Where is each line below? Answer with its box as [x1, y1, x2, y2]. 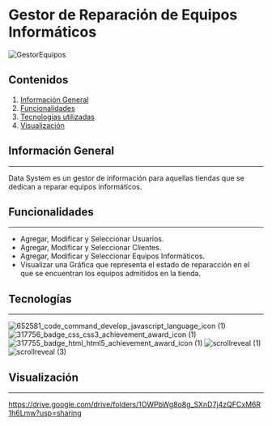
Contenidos [8, 73, 69, 87]
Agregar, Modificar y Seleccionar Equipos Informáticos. [19, 251, 206, 261]
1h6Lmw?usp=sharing [8, 408, 83, 418]
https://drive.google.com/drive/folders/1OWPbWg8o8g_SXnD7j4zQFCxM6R [8, 399, 261, 409]
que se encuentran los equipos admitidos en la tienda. [19, 269, 201, 279]
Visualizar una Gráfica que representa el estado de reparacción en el [19, 260, 250, 270]
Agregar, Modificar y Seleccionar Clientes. [19, 243, 162, 253]
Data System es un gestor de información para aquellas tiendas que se [8, 173, 244, 183]
